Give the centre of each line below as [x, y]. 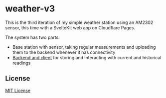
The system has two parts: [32, 37]
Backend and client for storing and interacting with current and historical [87, 57]
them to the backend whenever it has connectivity [64, 52]
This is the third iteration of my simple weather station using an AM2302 [79, 22]
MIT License [18, 91]
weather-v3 [30, 9]
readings [21, 63]
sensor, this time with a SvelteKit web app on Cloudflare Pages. [70, 27]
